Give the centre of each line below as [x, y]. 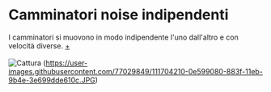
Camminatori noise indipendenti [119, 15]
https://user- [67, 63]
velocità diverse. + [39, 45]
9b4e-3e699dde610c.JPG [52, 80]
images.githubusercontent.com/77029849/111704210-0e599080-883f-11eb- [135, 71]
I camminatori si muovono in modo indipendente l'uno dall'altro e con [123, 37]
